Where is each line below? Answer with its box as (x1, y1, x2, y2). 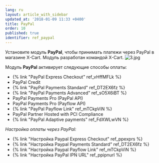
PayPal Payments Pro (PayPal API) (12, 95, 83, 101)
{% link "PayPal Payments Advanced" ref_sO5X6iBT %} (12, 90, 127, 96)
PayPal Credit (12, 79, 41, 85)
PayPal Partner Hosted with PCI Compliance (12, 111, 103, 117)
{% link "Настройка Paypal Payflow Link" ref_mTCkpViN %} (12, 146, 136, 152)
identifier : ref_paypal (5, 36, 55, 41)
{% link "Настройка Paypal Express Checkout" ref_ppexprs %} (12, 136, 143, 142)
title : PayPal (5, 21, 35, 27)
